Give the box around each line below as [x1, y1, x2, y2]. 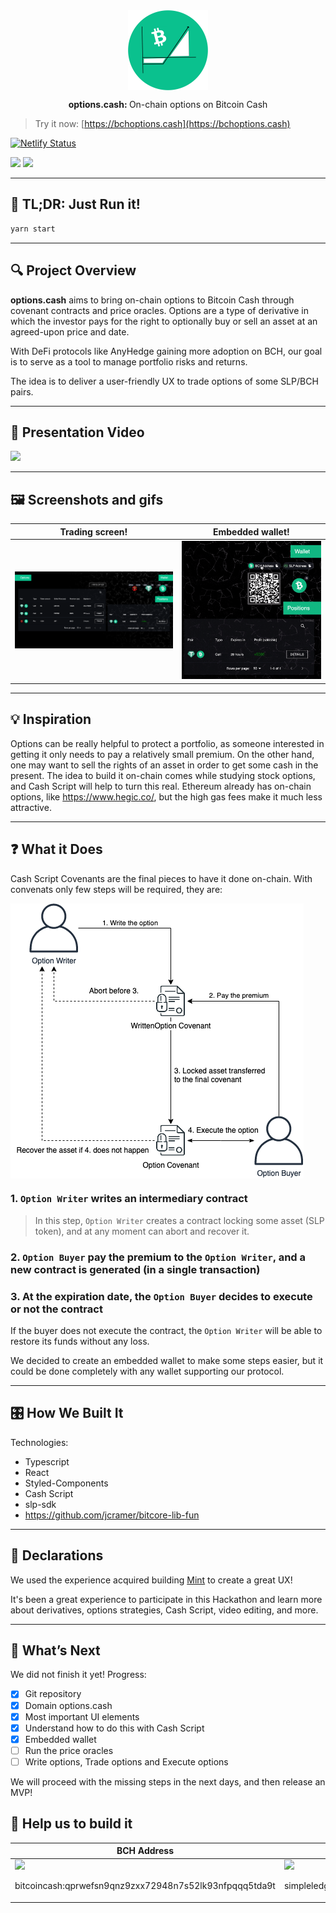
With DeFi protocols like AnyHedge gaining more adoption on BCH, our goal [10, 345, 323, 357]
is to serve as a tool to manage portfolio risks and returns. [10, 355, 248, 368]
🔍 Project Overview [10, 262, 137, 279]
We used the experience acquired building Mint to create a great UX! [10, 1574, 293, 1586]
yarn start [10, 224, 56, 234]
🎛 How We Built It [10, 1405, 124, 1422]
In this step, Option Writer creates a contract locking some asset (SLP [34, 1214, 325, 1226]
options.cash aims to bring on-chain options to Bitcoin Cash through [10, 294, 295, 306]
